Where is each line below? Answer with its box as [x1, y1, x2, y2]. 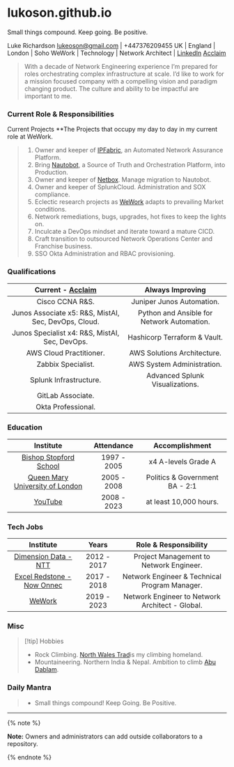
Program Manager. [141, 580, 203, 590]
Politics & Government [146, 472, 219, 482]
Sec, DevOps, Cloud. [31, 317, 100, 326]
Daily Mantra [7, 683, 52, 693]
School [36, 461, 60, 471]
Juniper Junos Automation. [131, 296, 220, 306]
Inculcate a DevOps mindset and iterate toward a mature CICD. [34, 228, 215, 236]
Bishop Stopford [22, 452, 75, 462]
